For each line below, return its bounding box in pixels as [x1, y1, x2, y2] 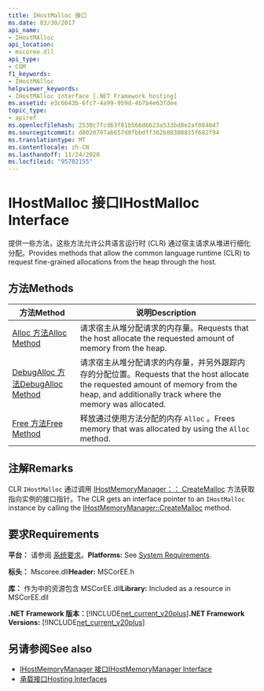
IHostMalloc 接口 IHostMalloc [8, 194, 200, 212]
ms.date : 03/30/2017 [8, 19, 76, 27]
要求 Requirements [8, 528, 100, 541]
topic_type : [8, 107, 47, 115]
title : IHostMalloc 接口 [8, 11, 87, 20]
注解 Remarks [8, 462, 74, 475]
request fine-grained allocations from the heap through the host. [8, 257, 218, 267]
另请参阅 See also [8, 642, 93, 656]
